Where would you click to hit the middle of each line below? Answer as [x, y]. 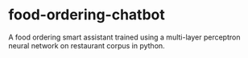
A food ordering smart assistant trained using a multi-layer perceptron [124, 37]
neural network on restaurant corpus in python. [87, 45]
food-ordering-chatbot [87, 15]
